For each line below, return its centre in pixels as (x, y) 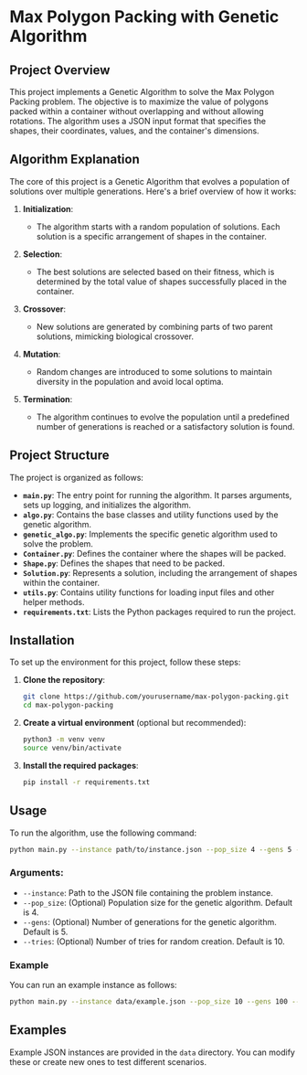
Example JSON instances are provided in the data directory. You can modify (152, 1052)
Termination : (48, 399)
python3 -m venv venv (64, 740)
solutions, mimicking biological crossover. (115, 336)
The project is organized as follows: (77, 477)
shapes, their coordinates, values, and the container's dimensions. (134, 131)
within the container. (61, 582)
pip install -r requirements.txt (86, 782)
